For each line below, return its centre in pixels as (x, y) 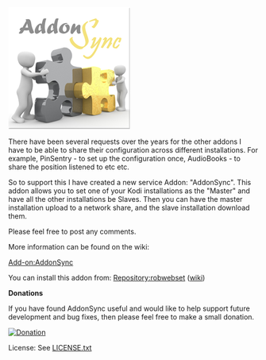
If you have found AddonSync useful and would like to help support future (129, 308)
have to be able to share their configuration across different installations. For (133, 150)
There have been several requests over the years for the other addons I (125, 141)
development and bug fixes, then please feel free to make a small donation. (131, 317)
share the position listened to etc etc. (69, 167)
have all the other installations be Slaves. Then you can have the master (125, 199)
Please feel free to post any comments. (72, 231)
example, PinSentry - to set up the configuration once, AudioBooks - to (124, 159)
